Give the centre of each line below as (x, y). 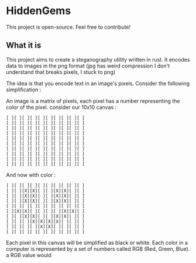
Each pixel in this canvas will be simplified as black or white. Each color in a (97, 242)
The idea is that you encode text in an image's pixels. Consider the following (98, 83)
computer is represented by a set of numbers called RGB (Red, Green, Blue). (98, 249)
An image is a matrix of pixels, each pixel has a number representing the (93, 101)
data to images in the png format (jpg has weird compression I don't (88, 66)
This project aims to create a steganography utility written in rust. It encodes (98, 59)
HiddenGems (39, 11)
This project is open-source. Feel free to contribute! (68, 27)
